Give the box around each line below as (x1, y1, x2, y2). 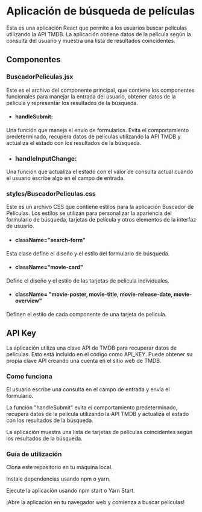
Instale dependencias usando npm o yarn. (6, 475, 111, 482)
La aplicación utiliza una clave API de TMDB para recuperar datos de (6, 344, 177, 351)
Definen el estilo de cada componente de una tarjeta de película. (6, 311, 167, 318)
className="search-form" (14, 237, 86, 244)
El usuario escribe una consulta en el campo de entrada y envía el (6, 386, 170, 393)
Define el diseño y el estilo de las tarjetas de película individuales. (6, 277, 170, 284)
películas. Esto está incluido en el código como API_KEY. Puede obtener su (6, 350, 193, 357)
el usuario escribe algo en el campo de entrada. (6, 174, 125, 182)
